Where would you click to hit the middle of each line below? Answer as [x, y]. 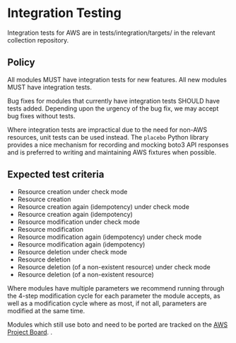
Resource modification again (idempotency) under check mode [110, 237]
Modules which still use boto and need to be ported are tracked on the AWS [118, 325]
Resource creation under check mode [72, 191]
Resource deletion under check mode [72, 252]
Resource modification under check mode [78, 222]
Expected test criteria [56, 175]
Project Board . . [30, 332]
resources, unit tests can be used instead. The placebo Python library [108, 137]
